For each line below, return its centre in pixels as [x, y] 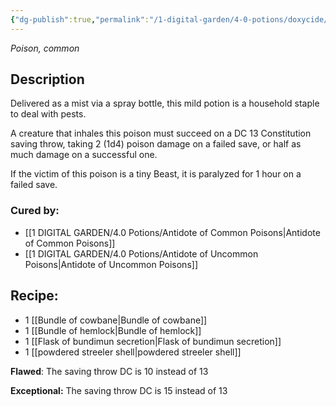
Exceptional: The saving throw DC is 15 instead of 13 [119, 390]
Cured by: [35, 211]
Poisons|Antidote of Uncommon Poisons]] [111, 264]
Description [47, 79]
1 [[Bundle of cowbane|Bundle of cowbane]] [116, 320]
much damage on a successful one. [84, 155]
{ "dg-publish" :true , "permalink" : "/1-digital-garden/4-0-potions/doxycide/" [171, 19]
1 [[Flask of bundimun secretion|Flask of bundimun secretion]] [153, 341]
